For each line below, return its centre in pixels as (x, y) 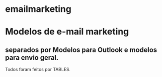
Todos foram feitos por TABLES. (38, 70)
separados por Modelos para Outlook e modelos (81, 50)
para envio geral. (32, 58)
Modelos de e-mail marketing (67, 32)
